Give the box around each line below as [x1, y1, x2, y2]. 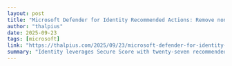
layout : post [7, 10, 45, 17]
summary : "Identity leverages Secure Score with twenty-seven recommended [7, 49, 227, 56]
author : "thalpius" [7, 23, 64, 30]
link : [7, 42, 23, 49]
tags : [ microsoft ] [7, 36, 60, 43]
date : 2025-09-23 [7, 29, 57, 36]
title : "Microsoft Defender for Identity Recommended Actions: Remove [7, 16, 215, 23]
